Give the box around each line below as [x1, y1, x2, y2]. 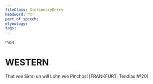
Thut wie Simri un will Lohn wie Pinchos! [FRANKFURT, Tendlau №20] [5, 73, 149, 80]
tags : [5, 26, 16, 31]
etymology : [5, 21, 28, 26]
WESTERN [5, 57, 49, 68]
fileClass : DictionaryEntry [5, 7, 64, 12]
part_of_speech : [5, 16, 39, 21]
